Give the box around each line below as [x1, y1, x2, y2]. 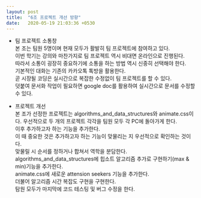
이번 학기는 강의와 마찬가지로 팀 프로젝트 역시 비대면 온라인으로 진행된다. [14, 52, 185, 60]
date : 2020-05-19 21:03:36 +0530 [6, 20, 95, 26]
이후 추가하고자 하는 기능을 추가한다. [14, 125, 100, 132]
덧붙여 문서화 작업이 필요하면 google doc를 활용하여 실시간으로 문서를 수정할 [14, 82, 196, 90]
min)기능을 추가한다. [14, 163, 63, 170]
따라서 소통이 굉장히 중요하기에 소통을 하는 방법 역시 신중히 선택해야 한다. [14, 60, 187, 67]
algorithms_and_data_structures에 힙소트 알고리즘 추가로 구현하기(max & [14, 155, 190, 162]
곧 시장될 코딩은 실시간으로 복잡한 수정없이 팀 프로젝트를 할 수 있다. [14, 75, 172, 82]
